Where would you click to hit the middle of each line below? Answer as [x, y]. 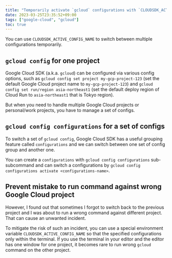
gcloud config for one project [52, 60]
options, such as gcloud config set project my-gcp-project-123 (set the [82, 79]
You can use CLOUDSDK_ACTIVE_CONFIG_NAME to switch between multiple [79, 39]
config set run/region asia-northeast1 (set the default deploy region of [82, 89]
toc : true [16, 24]
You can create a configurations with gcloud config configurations [78, 159]
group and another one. [30, 150]
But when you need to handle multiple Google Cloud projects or [72, 105]
